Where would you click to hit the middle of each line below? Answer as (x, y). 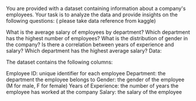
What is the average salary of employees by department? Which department (98, 32)
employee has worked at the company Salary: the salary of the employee (94, 92)
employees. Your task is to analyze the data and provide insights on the (92, 15)
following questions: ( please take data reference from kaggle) (81, 21)
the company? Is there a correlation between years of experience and (90, 44)
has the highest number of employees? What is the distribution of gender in (97, 38)
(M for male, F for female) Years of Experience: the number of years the (92, 86)
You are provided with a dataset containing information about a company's (96, 8)
